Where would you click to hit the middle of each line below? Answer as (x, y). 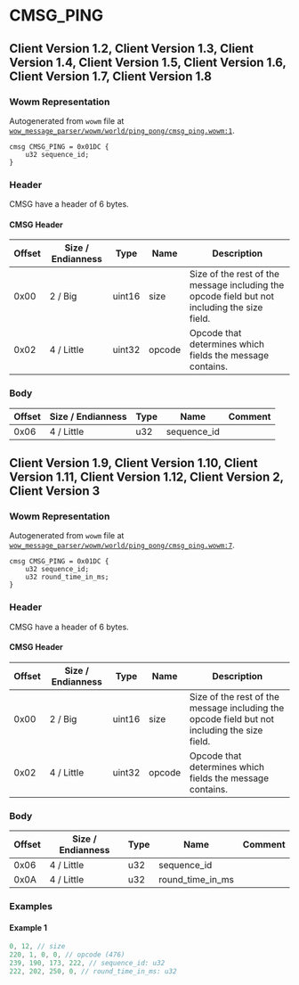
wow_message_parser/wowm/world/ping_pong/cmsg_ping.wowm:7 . (122, 546)
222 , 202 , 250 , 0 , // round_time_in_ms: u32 (93, 971)
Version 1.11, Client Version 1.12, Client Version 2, (146, 477)
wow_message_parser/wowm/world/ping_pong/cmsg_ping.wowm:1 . (122, 130)
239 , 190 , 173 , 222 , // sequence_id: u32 (87, 964)
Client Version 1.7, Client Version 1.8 (110, 76)
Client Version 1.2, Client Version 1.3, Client (131, 49)
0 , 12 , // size (37, 947)
